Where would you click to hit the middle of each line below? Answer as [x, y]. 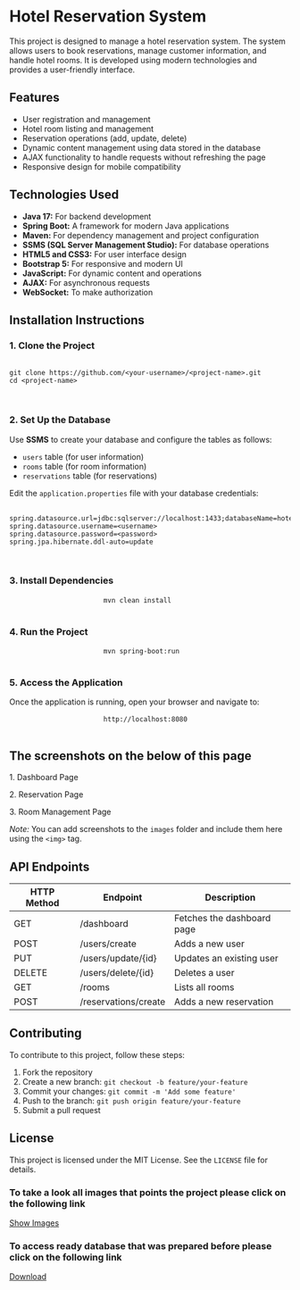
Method [42, 903]
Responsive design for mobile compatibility [101, 166]
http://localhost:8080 [145, 720]
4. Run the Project [49, 631]
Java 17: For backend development [87, 216]
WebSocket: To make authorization [87, 292]
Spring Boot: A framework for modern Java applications [125, 226]
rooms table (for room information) [84, 466]
